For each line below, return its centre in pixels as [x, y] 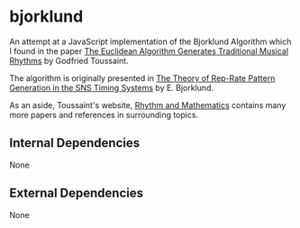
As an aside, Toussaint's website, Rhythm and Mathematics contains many [148, 105]
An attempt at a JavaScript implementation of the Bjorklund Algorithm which [150, 41]
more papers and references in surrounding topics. [104, 114]
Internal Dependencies [75, 143]
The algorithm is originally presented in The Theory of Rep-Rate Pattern [142, 78]
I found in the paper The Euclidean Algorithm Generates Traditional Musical [149, 50]
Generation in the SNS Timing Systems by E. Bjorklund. [112, 87]
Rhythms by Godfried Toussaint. [69, 60]
